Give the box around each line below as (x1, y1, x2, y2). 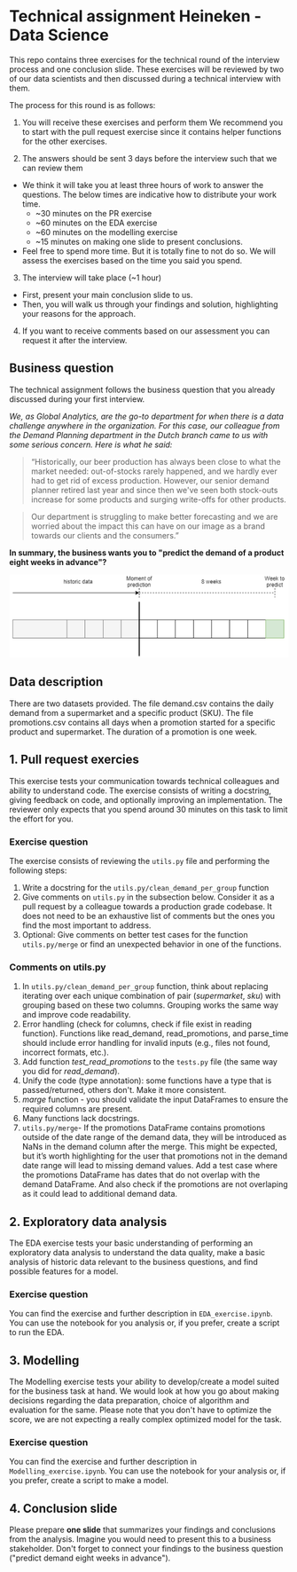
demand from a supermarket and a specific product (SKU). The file (9, 707, 254, 718)
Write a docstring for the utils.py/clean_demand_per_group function (21, 882, 270, 892)
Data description (9, 674, 104, 689)
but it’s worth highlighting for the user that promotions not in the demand (21, 1151, 288, 1161)
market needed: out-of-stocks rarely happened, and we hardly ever (30, 466, 277, 476)
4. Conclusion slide (9, 1501, 118, 1516)
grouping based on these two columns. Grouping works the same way (21, 1000, 279, 1010)
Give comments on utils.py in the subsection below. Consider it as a (21, 892, 275, 902)
